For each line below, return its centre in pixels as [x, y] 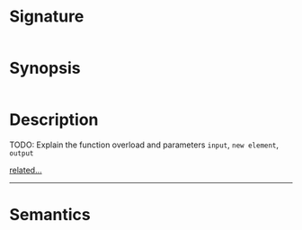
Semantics [50, 215]
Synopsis [45, 68]
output [22, 153]
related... [26, 170]
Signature [47, 17]
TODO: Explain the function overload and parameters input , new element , [144, 145]
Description [54, 120]
